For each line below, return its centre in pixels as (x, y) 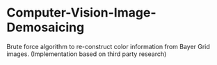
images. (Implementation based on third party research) (87, 54)
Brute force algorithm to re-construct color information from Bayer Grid (108, 46)
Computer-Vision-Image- (81, 13)
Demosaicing (46, 27)
